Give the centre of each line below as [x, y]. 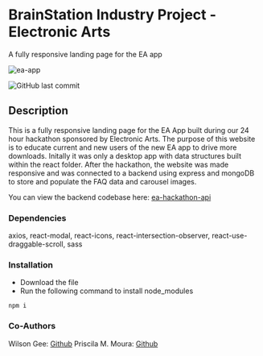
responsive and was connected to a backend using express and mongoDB [131, 173]
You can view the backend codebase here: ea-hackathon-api [110, 197]
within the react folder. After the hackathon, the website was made [119, 164]
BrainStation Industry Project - [113, 15]
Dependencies [37, 217]
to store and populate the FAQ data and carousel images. [103, 181]
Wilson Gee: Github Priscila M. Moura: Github [83, 343]
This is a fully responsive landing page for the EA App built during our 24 [129, 130]
